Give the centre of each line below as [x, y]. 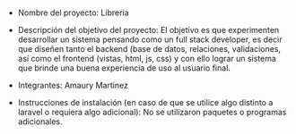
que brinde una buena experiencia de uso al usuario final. [124, 68]
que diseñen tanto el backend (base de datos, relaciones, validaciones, [149, 48]
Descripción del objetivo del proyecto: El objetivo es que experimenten [148, 29]
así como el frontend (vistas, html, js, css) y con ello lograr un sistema [147, 58]
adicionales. [40, 121]
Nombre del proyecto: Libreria [73, 13]
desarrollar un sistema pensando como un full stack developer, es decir [150, 39]
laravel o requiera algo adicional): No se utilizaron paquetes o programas [152, 112]
